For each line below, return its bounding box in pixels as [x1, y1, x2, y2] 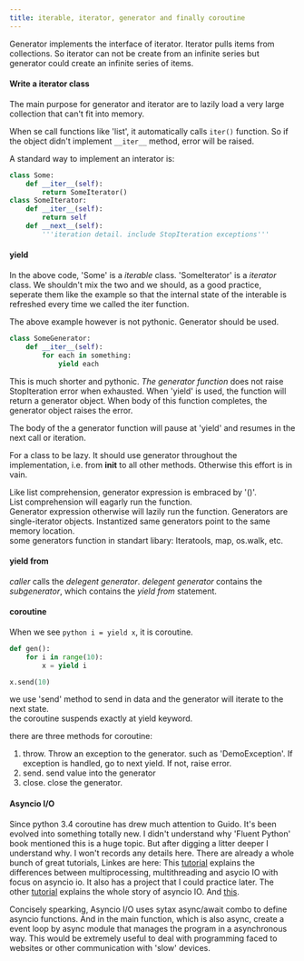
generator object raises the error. [9, 405, 133, 415]
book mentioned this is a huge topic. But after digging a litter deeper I [9, 837, 270, 848]
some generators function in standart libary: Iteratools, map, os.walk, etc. [9, 535, 284, 546]
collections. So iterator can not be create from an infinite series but [9, 47, 260, 59]
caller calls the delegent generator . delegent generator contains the [9, 576, 263, 586]
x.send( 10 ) [9, 677, 51, 686]
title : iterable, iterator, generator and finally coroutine [9, 13, 246, 23]
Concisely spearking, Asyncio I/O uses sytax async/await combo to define [9, 904, 288, 915]
